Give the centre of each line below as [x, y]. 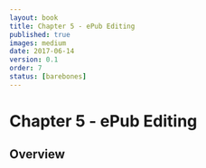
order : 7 [26, 69]
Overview [37, 154]
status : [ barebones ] [48, 77]
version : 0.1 [34, 60]
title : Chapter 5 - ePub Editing [72, 26]
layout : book [34, 18]
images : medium [38, 43]
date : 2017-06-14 [42, 51]
